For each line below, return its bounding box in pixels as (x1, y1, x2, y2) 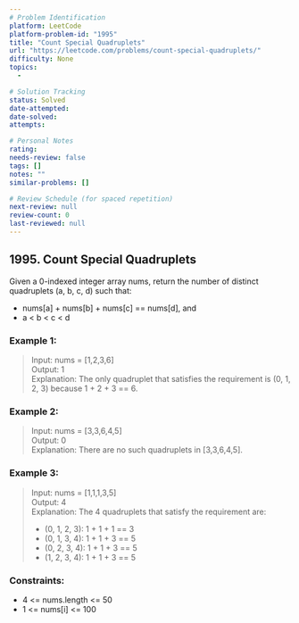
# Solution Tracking (9, 87, 87, 96)
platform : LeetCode (9, 21, 82, 30)
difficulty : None (9, 54, 74, 63)
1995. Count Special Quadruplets (9, 252, 197, 268)
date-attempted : (9, 104, 70, 112)
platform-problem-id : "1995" (9, 29, 118, 38)
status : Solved (9, 96, 66, 104)
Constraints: (9, 574, 65, 586)
